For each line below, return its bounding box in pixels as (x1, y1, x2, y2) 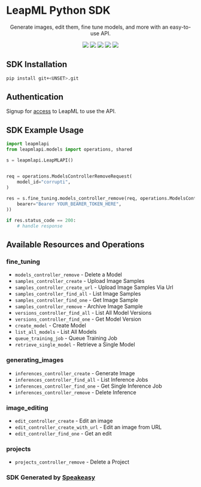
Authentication (6, 92, 64, 102)
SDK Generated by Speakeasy (6, 473, 96, 482)
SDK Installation (6, 59, 68, 69)
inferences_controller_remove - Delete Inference (14, 388, 136, 395)
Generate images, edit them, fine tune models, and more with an (10, 23, 169, 31)
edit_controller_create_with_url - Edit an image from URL (14, 424, 162, 431)
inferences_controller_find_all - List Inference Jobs (14, 376, 148, 383)
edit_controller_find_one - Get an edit (14, 430, 112, 437)
